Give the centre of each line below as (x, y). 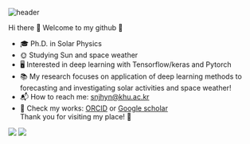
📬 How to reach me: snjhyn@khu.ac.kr (84, 97)
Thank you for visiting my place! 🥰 (76, 117)
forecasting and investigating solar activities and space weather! (125, 88)
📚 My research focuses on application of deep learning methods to (131, 76)
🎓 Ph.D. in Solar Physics (61, 43)
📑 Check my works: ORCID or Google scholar (94, 108)
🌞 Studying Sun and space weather (79, 55)
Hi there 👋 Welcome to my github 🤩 (66, 27)
